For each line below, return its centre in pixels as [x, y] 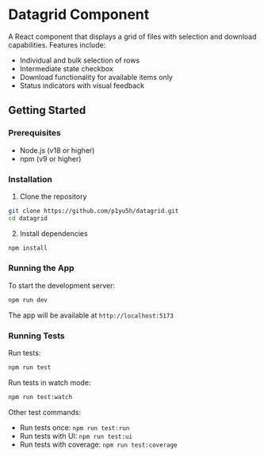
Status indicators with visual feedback [82, 86]
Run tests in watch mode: [50, 383]
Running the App [41, 268]
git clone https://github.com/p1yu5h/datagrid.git [94, 211]
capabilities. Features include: [57, 44]
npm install [28, 248]
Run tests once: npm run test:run [75, 427]
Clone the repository [53, 196]
